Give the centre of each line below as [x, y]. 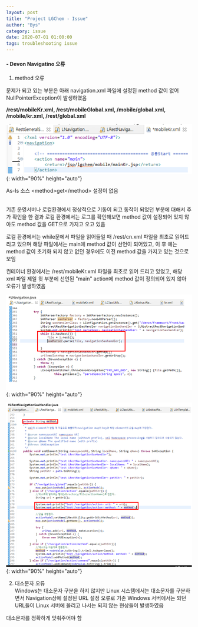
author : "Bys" [24, 25]
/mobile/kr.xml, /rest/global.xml [46, 116]
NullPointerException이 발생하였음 [47, 98]
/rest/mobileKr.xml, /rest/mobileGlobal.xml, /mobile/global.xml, [86, 110]
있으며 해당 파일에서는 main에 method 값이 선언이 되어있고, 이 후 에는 [97, 244]
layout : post [22, 12]
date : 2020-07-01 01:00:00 [39, 37]
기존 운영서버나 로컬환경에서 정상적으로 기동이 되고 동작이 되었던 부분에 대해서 [96, 210]
